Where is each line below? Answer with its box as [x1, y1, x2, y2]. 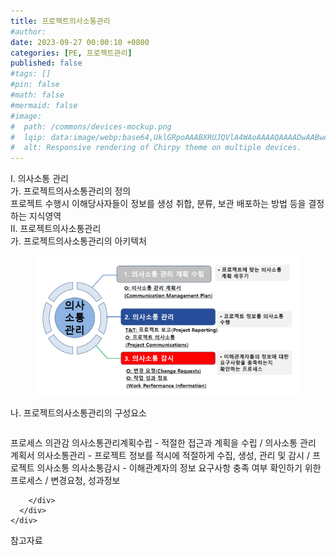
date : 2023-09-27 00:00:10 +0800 [10, 37, 150, 47]
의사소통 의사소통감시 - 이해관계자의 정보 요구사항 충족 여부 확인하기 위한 [36, 461, 322, 474]
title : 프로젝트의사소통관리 [10, 16, 111, 26]
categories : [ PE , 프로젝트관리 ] [10, 48, 133, 58]
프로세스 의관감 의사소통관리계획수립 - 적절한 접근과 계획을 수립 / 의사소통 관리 [10, 436, 317, 449]
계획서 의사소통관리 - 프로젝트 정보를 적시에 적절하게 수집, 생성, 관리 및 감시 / [10, 449, 310, 461]
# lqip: [10, 132, 47, 142]
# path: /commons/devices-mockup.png [10, 121, 172, 132]
